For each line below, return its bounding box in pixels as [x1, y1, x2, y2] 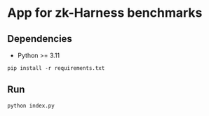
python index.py [7, 102, 55, 109]
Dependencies [7, 33, 72, 45]
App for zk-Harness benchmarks [7, 5, 203, 21]
